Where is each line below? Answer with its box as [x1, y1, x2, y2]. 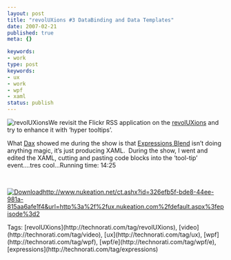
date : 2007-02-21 [7, 23, 57, 30]
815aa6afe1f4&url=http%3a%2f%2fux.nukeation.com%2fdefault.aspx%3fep [7, 203, 224, 210]
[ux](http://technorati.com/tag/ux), [104, 230, 203, 239]
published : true [7, 29, 54, 37]
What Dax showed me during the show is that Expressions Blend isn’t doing [7, 139, 222, 147]
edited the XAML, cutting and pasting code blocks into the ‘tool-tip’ [7, 154, 198, 162]
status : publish [7, 99, 54, 107]
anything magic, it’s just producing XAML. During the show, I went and [7, 146, 208, 154]
